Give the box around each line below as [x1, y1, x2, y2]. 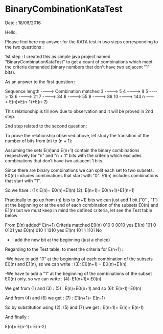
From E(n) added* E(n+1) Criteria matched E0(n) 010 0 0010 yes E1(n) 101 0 [5, 222, 157, 228]
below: [5, 213, 19, 218]
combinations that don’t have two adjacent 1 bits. [5, 157, 104, 163]
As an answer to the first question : [5, 79, 76, 85]
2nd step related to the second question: [5, 123, 87, 129]
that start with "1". [5, 178, 41, 183]
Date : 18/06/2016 [5, 20, 41, 26]
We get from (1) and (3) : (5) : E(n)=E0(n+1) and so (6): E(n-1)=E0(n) [5, 285, 141, 291]
